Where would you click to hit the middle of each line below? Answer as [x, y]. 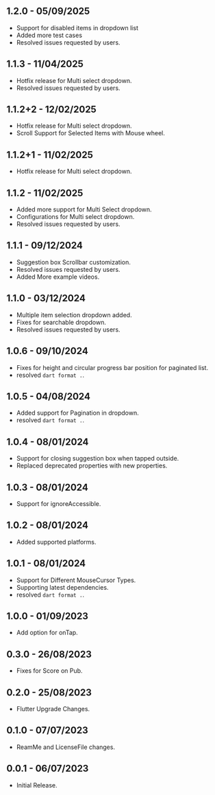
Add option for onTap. [47, 633]
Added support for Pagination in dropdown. [77, 413]
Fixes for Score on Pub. [49, 671]
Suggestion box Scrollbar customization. [73, 262]
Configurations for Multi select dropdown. [75, 217]
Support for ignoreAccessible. [59, 503]
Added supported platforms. [56, 542]
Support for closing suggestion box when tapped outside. [98, 459]
